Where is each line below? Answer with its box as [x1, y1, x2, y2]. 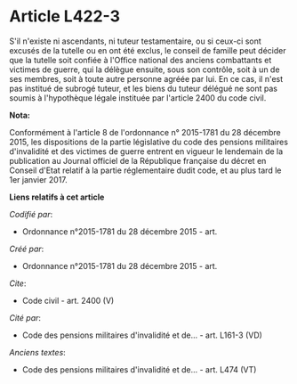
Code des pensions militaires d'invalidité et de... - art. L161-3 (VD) [21, 330, 262, 340]
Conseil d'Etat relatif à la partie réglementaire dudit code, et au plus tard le [9, 165, 282, 176]
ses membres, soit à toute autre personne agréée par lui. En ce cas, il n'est [9, 73, 284, 84]
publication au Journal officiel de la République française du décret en [9, 155, 267, 166]
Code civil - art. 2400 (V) [21, 295, 115, 306]
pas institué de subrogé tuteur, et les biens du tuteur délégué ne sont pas [9, 83, 278, 94]
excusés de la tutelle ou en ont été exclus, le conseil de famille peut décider [9, 45, 286, 55]
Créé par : [9, 243, 44, 254]
